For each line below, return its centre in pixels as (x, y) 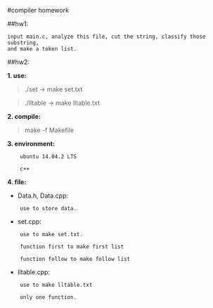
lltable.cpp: (34, 272)
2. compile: (24, 116)
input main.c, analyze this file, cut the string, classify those (106, 37)
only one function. (49, 297)
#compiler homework (38, 10)
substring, (23, 43)
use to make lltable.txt (56, 285)
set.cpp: (30, 222)
